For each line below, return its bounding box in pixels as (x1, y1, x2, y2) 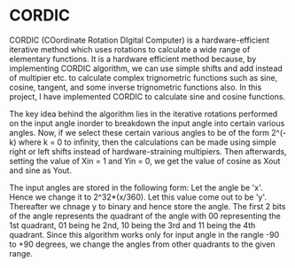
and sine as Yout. (9, 165, 73, 176)
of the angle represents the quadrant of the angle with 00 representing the (9, 210, 281, 221)
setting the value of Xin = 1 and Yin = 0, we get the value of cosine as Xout (9, 155, 281, 166)
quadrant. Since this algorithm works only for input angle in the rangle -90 (9, 229, 280, 240)
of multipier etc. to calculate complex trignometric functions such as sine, (9, 72, 278, 83)
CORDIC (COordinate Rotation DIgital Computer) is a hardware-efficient (9, 35, 270, 45)
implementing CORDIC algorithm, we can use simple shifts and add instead (9, 63, 283, 74)
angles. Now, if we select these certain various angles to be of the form (9, 127, 270, 138)
